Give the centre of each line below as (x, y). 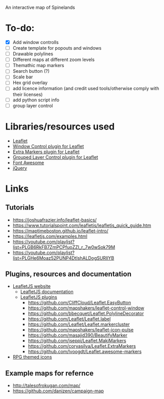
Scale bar (23, 77)
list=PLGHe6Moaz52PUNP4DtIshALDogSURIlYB (63, 258)
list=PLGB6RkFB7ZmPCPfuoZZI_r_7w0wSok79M (64, 247)
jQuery (20, 168)
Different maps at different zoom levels (54, 60)
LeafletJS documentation (47, 292)
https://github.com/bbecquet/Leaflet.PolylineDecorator (86, 313)
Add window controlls (36, 42)
